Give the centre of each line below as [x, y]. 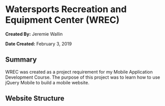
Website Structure [35, 99]
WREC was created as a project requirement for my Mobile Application [79, 72]
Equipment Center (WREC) [62, 20]
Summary [21, 60]
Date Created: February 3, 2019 [39, 43]
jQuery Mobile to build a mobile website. [47, 82]
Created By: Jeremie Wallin [34, 34]
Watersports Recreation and [66, 9]
